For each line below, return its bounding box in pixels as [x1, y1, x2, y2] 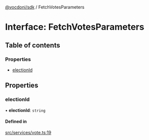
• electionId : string [5, 107, 46, 113]
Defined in [5, 118, 27, 125]
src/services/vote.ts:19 [5, 129, 52, 135]
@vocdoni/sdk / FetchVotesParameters [5, 4, 85, 10]
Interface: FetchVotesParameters [5, 22, 145, 33]
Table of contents [5, 41, 60, 49]
